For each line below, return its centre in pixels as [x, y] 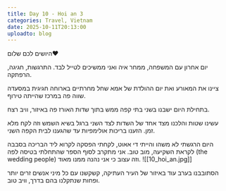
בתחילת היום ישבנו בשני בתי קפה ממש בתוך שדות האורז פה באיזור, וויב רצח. [108, 109]
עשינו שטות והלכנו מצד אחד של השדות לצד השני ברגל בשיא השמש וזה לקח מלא [113, 123]
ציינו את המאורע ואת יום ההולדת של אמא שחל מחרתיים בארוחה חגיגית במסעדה [113, 88]
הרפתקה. [20, 75]
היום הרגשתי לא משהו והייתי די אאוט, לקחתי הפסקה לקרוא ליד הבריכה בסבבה [111, 144]
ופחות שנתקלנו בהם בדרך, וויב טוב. [54, 180]
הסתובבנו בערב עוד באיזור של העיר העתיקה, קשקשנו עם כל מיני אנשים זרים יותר [113, 173]
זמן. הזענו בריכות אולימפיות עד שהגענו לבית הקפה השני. [81, 130]
